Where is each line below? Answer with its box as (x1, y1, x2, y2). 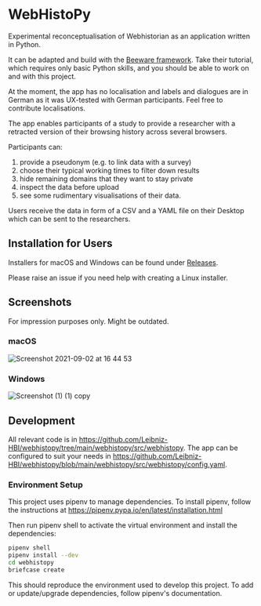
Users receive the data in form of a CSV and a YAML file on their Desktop (8, 205, 245, 215)
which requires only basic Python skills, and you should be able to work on (8, 63, 249, 72)
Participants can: (8, 142, 63, 151)
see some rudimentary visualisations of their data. (19, 191, 182, 200)
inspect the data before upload (19, 182, 120, 191)
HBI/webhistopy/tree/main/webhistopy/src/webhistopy (8, 443, 184, 452)
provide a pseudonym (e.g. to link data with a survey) (19, 157, 192, 166)
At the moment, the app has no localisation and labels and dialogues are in (8, 86, 248, 96)
